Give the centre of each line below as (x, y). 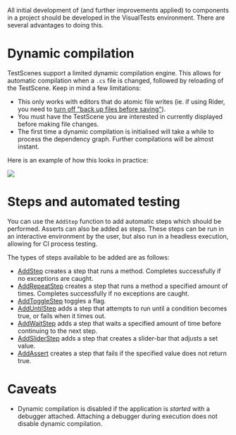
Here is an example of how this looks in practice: (78, 160)
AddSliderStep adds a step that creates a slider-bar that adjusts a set (118, 338)
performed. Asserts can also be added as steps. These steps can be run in (116, 229)
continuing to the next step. (57, 331)
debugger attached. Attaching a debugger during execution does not (118, 416)
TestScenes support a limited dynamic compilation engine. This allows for (114, 72)
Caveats (32, 389)
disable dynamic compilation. (60, 423)
